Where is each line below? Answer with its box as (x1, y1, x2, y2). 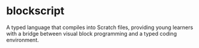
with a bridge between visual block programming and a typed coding (6, 30, 177, 37)
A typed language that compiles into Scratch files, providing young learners (6, 24, 194, 31)
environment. (6, 36, 39, 43)
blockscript (6, 4, 65, 18)
